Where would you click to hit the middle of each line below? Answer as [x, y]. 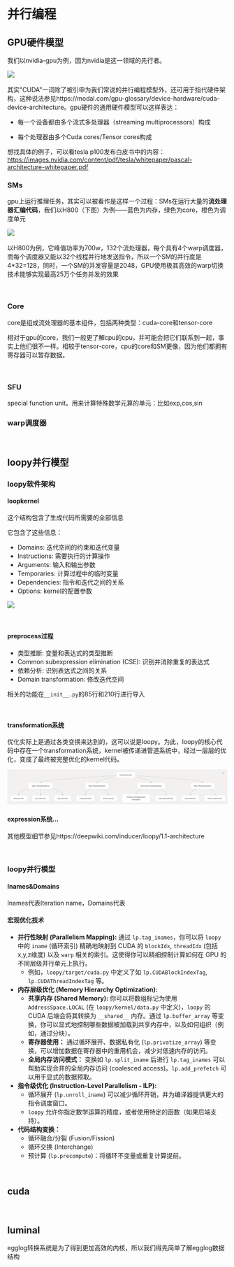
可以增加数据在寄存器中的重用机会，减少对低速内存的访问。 [126, 1050]
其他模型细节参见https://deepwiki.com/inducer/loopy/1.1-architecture [106, 836]
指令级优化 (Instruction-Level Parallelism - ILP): [87, 1085]
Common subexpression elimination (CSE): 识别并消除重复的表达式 [113, 661]
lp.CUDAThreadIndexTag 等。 [68, 980]
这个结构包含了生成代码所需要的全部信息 [65, 517]
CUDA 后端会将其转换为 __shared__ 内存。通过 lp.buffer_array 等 [123, 1015]
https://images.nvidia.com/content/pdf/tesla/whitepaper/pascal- [100, 159]
